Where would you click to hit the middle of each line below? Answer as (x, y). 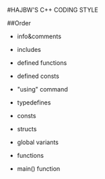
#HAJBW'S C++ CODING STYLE (53, 10)
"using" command (42, 89)
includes (29, 50)
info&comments (39, 36)
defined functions (42, 63)
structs (27, 129)
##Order (19, 23)
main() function (39, 169)
